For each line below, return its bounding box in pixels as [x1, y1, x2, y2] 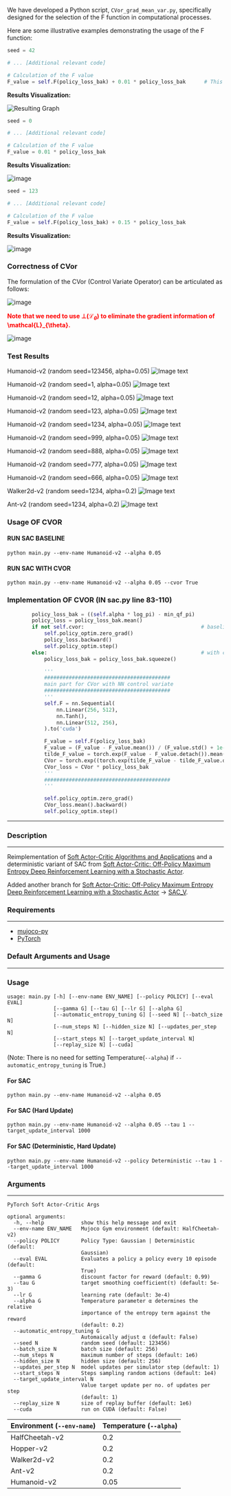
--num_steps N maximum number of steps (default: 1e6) [13, 1352, 198, 1358]
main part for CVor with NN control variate [43, 681, 174, 688]
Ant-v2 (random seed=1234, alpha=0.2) [7, 500, 120, 508]
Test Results [7, 351, 49, 360]
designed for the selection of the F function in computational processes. [7, 13, 212, 21]
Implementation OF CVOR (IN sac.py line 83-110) [7, 595, 173, 605]
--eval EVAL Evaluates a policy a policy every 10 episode [13, 1255, 217, 1262]
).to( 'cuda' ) [43, 726, 81, 733]
